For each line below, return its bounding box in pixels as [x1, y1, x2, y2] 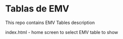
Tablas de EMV [5, 3, 69, 14]
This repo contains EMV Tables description [5, 19, 95, 25]
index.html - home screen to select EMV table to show [5, 29, 118, 35]
